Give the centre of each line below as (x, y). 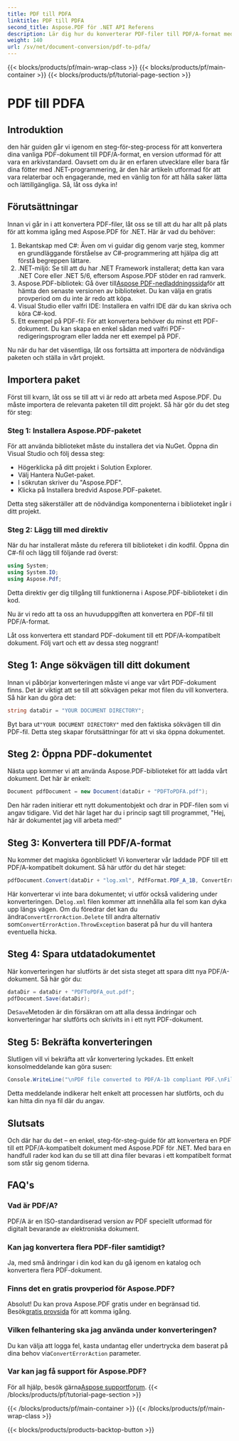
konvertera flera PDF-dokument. (55, 1270)
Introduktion (36, 130)
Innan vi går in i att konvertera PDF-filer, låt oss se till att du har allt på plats (117, 224)
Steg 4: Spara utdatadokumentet (81, 954)
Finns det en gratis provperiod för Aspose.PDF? (91, 1288)
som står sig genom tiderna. (49, 1163)
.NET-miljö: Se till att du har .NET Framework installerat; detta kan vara (121, 268)
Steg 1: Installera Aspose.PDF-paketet (74, 430)
